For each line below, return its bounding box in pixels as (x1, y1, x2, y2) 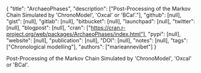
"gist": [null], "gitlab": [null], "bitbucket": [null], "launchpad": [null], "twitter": (6, 18, 195, 25)
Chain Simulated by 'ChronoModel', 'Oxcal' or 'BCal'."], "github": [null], (6, 11, 182, 19)
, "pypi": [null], (144, 31, 181, 38)
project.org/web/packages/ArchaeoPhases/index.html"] (6, 31, 145, 38)
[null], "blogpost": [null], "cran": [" (6, 24, 91, 31)
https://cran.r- (90, 24, 126, 31)
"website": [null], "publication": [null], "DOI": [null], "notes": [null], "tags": (6, 37, 188, 44)
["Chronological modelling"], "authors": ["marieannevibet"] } (6, 43, 157, 50)
